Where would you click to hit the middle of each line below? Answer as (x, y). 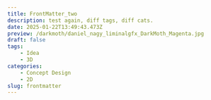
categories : (25, 66)
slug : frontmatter (34, 86)
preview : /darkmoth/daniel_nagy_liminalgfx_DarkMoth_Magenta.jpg (105, 33)
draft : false (27, 40)
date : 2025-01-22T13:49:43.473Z (55, 27)
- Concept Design (46, 73)
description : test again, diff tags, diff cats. (80, 20)
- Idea (30, 54)
